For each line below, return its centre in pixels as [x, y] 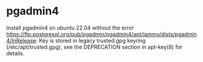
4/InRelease [21, 40]
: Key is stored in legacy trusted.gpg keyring [91, 40]
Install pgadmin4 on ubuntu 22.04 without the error [70, 28]
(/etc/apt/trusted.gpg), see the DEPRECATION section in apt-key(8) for [95, 47]
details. [15, 53]
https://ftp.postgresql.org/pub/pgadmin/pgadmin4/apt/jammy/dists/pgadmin [101, 34]
